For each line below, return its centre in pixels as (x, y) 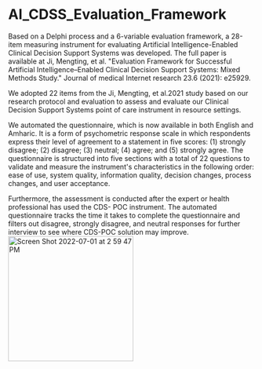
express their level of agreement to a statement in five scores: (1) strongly (127, 141)
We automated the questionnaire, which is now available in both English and (131, 125)
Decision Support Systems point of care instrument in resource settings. (125, 110)
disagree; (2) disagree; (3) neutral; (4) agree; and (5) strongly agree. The (126, 150)
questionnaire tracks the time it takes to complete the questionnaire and (124, 215)
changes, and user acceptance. (59, 183)
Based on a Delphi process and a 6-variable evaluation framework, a (119, 36)
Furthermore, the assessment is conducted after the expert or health (119, 199)
